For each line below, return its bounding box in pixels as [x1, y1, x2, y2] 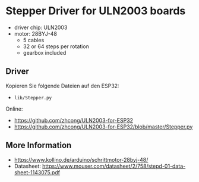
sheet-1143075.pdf [14, 168, 61, 176]
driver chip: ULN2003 [14, 24, 68, 31]
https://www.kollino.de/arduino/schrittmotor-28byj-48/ [14, 156, 149, 163]
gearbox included [23, 49, 67, 56]
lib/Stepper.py [14, 95, 52, 101]
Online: [5, 105, 23, 112]
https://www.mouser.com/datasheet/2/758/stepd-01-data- [42, 162, 186, 170]
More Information [5, 140, 72, 150]
